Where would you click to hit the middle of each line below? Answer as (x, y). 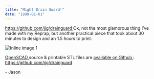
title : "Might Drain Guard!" (35, 10)
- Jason (13, 72)
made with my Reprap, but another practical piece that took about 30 (75, 33)
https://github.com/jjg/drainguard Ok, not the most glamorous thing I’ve (77, 28)
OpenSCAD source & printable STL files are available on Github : (70, 57)
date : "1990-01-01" (25, 14)
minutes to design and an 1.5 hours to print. (49, 38)
